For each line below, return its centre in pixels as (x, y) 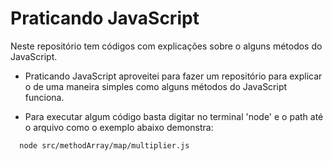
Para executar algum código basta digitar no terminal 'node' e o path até (174, 116)
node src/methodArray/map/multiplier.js (104, 145)
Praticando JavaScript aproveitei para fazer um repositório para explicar (173, 76)
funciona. (44, 97)
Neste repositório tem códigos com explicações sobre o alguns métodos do (166, 46)
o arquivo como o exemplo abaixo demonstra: (119, 127)
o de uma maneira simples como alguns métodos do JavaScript (156, 86)
